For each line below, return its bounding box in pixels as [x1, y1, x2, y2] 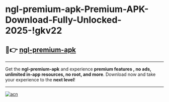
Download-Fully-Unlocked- [5, 14, 122, 26]
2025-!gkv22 [5, 25, 62, 36]
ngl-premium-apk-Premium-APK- [5, 4, 149, 15]
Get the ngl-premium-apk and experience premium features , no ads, [5, 66, 152, 72]
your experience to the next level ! [5, 77, 75, 82]
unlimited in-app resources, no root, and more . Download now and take [5, 71, 156, 77]
